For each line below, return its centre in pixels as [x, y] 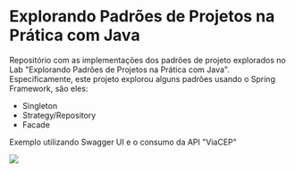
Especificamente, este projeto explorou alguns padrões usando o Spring [142, 78]
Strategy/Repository [59, 115]
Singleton [40, 105]
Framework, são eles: [49, 88]
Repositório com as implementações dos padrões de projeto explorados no [147, 60]
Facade [36, 124]
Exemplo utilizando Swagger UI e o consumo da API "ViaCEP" [123, 142]
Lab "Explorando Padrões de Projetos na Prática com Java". [119, 70]
